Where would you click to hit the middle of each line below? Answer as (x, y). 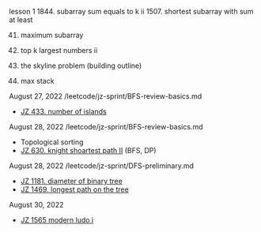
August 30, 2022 (36, 205)
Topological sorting (52, 142)
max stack (37, 81)
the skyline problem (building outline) (81, 65)
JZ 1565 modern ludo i (57, 220)
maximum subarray (52, 35)
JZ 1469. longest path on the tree (74, 189)
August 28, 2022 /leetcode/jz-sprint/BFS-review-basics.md (106, 127)
